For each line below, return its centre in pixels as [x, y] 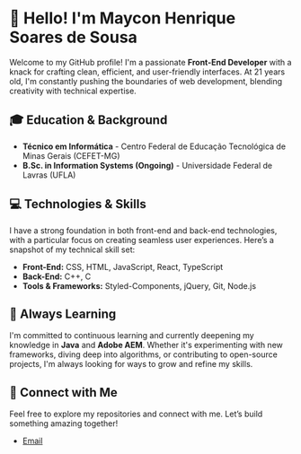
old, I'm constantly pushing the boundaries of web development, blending [146, 81]
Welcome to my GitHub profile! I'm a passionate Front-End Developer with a [150, 62]
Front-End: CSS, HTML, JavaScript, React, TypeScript [123, 266]
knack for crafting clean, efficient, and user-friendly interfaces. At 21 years [147, 72]
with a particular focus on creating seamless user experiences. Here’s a [142, 240]
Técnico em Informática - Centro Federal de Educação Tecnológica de [154, 146]
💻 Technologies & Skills [78, 204]
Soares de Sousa [73, 37]
